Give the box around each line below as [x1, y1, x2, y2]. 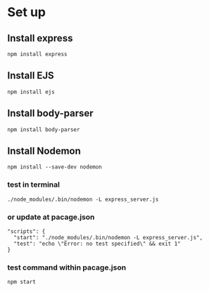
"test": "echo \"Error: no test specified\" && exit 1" [13, 240, 181, 248]
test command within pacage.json [7, 263, 127, 272]
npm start [7, 279, 37, 286]
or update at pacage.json [7, 212, 95, 222]
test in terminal [7, 180, 60, 190]
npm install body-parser [7, 126, 80, 133]
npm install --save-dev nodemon [7, 164, 102, 171]
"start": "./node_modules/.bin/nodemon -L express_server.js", [13, 234, 203, 241]
